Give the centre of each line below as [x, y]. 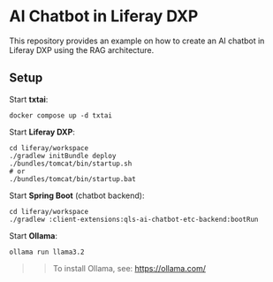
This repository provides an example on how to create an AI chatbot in [137, 41]
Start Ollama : [33, 235]
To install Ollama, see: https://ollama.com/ [129, 268]
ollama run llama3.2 [47, 252]
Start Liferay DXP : [42, 132]
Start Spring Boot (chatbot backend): [77, 195]
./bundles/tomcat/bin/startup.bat [73, 179]
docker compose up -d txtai [61, 115]
